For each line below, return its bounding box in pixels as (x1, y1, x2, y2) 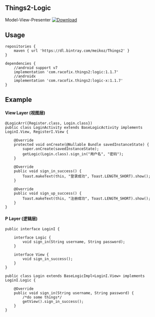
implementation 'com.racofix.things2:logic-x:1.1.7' (14, 78, 123, 83)
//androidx (14, 74, 36, 79)
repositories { (5, 44, 36, 49)
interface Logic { (14, 235, 51, 240)
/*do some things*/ (22, 295, 62, 300)
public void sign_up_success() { (14, 191, 82, 196)
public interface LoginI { (5, 227, 60, 232)
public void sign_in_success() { (14, 169, 82, 174)
